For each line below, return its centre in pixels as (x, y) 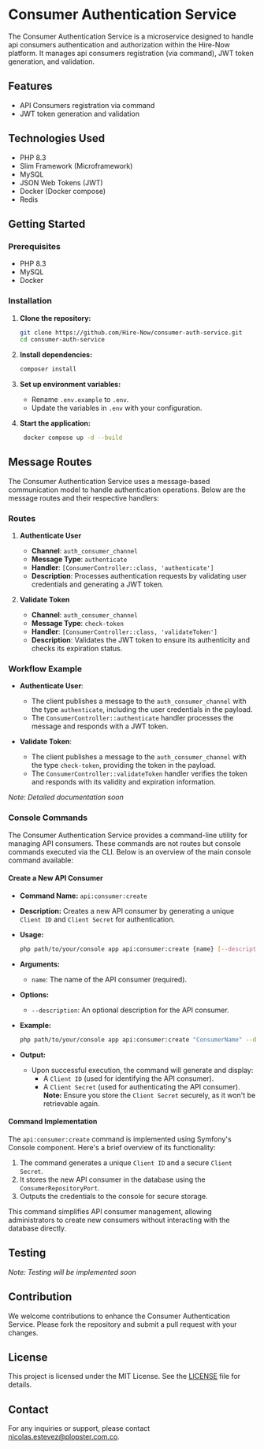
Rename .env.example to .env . (80, 400)
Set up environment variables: (70, 385)
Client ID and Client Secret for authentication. (97, 919)
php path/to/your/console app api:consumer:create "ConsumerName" (131, 1039)
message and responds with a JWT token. (100, 726)
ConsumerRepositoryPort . (59, 1187)
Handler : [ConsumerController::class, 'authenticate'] (123, 568)
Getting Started (47, 223)
